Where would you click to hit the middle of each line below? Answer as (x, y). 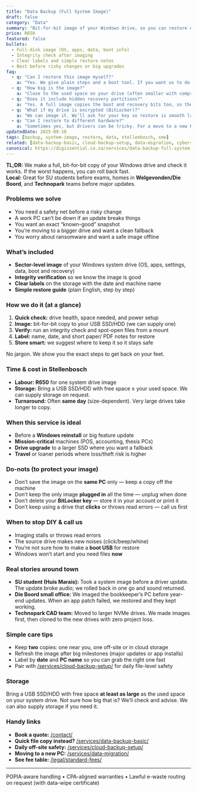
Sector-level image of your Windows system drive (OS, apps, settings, (100, 265)
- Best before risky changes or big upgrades (68, 66)
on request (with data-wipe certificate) (53, 783)
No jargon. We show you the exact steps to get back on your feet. (85, 354)
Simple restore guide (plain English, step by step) (74, 290)
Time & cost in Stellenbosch (47, 369)
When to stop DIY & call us (45, 522)
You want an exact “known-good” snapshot (67, 224)
